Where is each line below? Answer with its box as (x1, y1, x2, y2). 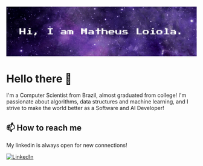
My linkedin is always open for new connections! (6, 142, 127, 149)
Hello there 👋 (6, 72, 72, 85)
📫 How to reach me (6, 123, 82, 133)
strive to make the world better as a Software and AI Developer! (6, 105, 164, 112)
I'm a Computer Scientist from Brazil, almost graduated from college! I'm (6, 91, 187, 99)
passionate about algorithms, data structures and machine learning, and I (6, 98, 188, 105)
